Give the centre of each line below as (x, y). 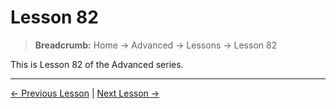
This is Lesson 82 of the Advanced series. (97, 64)
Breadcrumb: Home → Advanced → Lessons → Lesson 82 (156, 45)
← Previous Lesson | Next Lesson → (85, 93)
